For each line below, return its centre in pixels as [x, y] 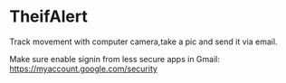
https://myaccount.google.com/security [84, 69]
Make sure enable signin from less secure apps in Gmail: [114, 59]
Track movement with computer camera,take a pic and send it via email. [143, 41]
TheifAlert [48, 17]
